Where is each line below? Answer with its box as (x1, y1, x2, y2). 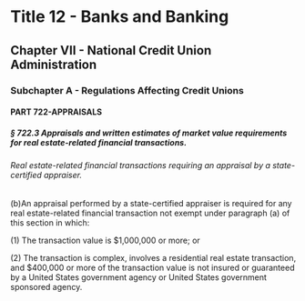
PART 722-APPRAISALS (10, 106, 103, 117)
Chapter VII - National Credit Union (10, 43, 212, 58)
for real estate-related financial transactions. (10, 136, 188, 147)
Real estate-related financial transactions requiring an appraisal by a (10, 160, 271, 171)
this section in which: (10, 216, 90, 228)
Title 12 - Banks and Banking (10, 6, 229, 27)
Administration (10, 56, 97, 72)
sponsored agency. (10, 281, 83, 292)
